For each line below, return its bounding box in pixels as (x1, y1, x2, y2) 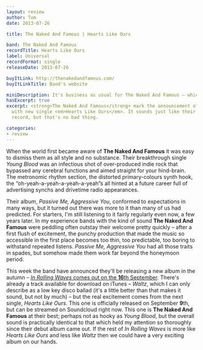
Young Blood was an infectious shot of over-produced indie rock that (6, 160, 178, 167)
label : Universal (6, 53, 50, 59)
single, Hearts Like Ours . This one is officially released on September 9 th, (6, 299, 190, 306)
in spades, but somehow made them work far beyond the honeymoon (6, 249, 180, 256)
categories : (6, 125, 36, 131)
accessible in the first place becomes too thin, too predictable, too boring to (6, 236, 195, 244)
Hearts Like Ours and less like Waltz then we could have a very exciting (6, 331, 184, 339)
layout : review (6, 8, 45, 15)
